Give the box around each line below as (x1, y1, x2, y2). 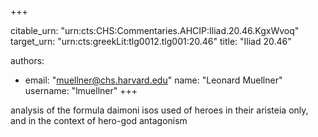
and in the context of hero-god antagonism (10, 115, 188, 126)
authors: (10, 55, 45, 66)
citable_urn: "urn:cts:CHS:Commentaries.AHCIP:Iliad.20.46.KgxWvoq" (10, 25, 300, 36)
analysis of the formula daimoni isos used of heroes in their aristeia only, (10, 104, 309, 116)
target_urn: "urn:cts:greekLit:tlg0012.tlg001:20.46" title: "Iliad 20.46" (10, 36, 292, 47)
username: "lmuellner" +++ (24, 85, 138, 96)
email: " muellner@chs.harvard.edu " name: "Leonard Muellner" (24, 74, 283, 86)
